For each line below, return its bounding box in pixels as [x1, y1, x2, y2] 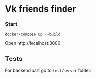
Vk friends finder [5, 3, 76, 15]
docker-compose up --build [5, 32, 61, 37]
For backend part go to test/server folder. [5, 67, 91, 74]
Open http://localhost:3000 [5, 40, 61, 46]
